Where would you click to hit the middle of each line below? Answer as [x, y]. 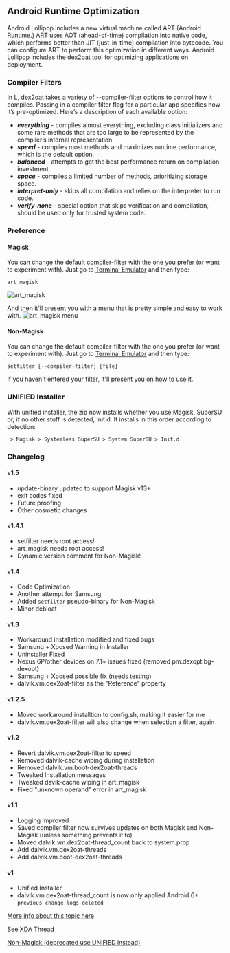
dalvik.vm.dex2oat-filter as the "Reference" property [91, 683]
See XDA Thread [31, 929]
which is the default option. [56, 155]
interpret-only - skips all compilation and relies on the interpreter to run [119, 191]
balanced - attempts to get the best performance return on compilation [118, 162]
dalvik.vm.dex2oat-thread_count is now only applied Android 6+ [108, 895]
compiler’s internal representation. [66, 140]
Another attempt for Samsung [59, 594]
